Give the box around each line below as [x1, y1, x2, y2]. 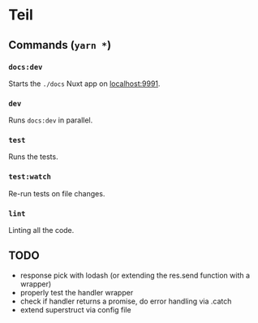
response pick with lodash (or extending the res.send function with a [19, 270, 250, 280]
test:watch [8, 172, 51, 182]
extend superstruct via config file [19, 304, 131, 314]
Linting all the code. [8, 226, 75, 235]
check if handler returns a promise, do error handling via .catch [19, 296, 232, 306]
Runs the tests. [8, 152, 58, 161]
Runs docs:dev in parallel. [8, 115, 93, 125]
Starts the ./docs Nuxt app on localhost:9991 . [8, 79, 161, 88]
